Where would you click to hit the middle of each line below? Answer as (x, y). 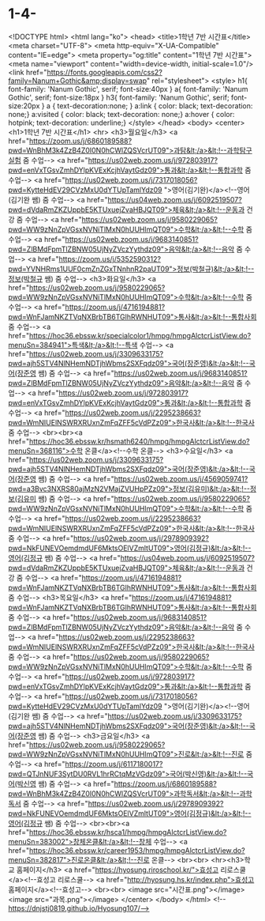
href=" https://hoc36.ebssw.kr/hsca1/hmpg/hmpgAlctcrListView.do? (118, 832)
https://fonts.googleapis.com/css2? (105, 72)
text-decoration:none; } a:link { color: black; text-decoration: (155, 106)
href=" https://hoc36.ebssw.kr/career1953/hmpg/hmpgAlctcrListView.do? (127, 850)
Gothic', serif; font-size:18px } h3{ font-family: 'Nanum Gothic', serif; (119, 97)
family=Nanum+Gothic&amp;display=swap (78, 81)
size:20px (24, 106)
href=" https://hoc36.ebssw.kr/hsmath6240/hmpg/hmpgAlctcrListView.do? (129, 441)
